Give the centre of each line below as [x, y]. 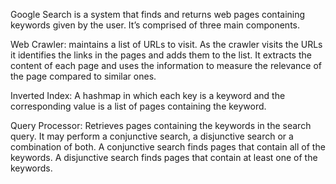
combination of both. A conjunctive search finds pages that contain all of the [168, 147]
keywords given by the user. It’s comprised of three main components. [155, 25]
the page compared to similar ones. [83, 76]
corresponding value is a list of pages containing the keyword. [138, 106]
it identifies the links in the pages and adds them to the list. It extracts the [161, 55]
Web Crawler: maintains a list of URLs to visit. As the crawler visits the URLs [166, 44]
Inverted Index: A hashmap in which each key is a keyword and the [148, 95]
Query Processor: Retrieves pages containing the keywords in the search [161, 125]
